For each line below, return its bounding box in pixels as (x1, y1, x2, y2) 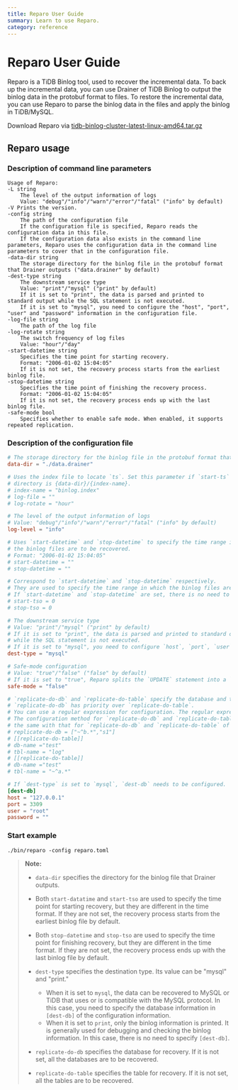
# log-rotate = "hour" (7, 500, 74, 507)
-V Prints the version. (7, 204, 78, 211)
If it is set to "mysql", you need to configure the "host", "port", (20, 304, 230, 311)
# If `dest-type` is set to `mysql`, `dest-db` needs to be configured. (7, 781, 227, 788)
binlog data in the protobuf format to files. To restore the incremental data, (7, 93, 225, 101)
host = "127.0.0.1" (7, 794, 65, 801)
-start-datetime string (7, 347, 78, 354)
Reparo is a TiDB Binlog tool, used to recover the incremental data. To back (7, 77, 227, 86)
